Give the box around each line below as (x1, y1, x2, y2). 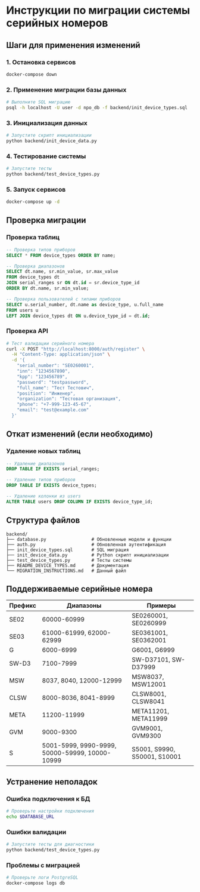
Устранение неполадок (6, 777, 98, 787)
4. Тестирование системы (6, 152, 86, 160)
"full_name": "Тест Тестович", (17, 385, 95, 391)
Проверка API (6, 327, 49, 335)
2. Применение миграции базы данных (6, 85, 127, 94)
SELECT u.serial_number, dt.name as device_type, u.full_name (6, 302, 164, 307)
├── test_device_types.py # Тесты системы (6, 557, 132, 563)
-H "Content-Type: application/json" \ (11, 352, 111, 358)
